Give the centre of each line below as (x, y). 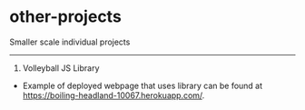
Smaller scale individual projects (70, 42)
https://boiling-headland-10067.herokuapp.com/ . (113, 95)
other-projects (66, 17)
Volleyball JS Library (61, 68)
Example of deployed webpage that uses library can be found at (143, 85)
